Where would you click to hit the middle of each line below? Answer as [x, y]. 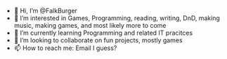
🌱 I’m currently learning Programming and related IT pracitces [103, 33]
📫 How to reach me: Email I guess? [65, 48]
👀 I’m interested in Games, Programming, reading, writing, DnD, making [117, 18]
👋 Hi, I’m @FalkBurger [45, 11]
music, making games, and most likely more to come [90, 25]
